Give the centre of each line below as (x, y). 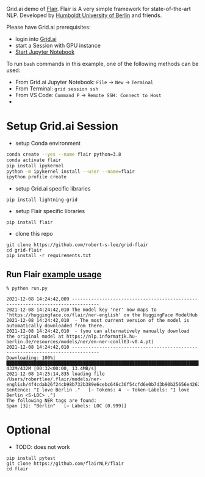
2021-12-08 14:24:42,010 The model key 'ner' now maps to (81, 310)
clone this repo (34, 234)
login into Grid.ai (36, 39)
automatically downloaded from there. (56, 326)
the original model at (35, 337)
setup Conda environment (48, 143)
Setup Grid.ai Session (63, 126)
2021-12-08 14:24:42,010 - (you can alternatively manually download (98, 331)
